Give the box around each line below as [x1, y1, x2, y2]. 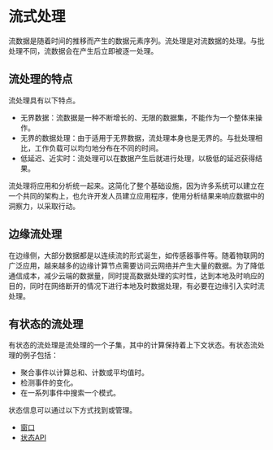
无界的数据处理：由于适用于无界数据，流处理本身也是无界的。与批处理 [19, 133, 256, 142]
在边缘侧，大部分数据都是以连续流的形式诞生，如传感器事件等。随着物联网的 [8, 250, 265, 260]
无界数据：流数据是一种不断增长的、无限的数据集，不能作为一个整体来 [19, 112, 256, 122]
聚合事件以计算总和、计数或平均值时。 [19, 368, 149, 378]
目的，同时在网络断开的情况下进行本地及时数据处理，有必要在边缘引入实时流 [8, 281, 265, 291]
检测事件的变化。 [19, 378, 78, 387]
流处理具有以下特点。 [8, 95, 80, 105]
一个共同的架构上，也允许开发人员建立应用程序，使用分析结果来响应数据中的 [8, 190, 265, 200]
